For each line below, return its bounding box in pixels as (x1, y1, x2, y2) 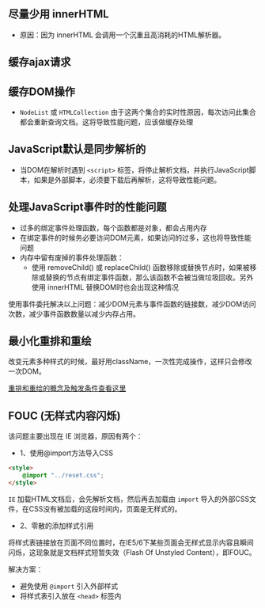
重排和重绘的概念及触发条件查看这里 (8, 383, 127, 393)
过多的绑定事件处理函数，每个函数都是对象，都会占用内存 (19, 222, 207, 232)
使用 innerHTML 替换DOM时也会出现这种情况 (31, 282, 180, 291)
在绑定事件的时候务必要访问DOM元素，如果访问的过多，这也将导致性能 (19, 233, 252, 242)
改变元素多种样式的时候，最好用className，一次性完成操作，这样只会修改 (8, 357, 252, 367)
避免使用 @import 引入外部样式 (19, 581, 119, 591)
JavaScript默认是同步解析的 (8, 142, 146, 156)
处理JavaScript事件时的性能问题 (8, 200, 168, 214)
